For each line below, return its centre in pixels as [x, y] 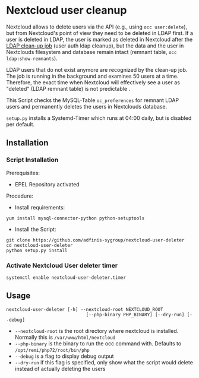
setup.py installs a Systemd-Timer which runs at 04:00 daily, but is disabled [99, 118]
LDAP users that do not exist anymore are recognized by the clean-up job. [97, 69]
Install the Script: [35, 229]
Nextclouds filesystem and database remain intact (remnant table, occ [91, 52]
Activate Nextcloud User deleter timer [62, 265]
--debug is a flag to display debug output [64, 356]
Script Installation [32, 160]
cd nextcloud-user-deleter [40, 245]
